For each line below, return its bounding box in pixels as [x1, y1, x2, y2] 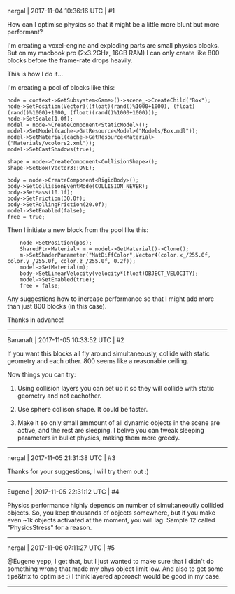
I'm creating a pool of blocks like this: [7, 83, 115, 91]
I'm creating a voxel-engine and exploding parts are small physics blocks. [7, 41, 220, 49]
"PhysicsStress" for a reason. [7, 523, 92, 532]
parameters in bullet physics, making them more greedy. [17, 433, 180, 442]
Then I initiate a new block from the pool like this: [7, 226, 149, 234]
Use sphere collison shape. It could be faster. [17, 405, 148, 413]
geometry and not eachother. [17, 391, 102, 400]
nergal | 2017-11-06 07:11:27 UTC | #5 [7, 544, 115, 552]
